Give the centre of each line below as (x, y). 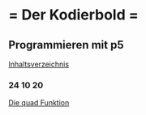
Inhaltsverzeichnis (39, 64)
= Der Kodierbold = (74, 15)
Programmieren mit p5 (66, 45)
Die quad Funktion (39, 103)
